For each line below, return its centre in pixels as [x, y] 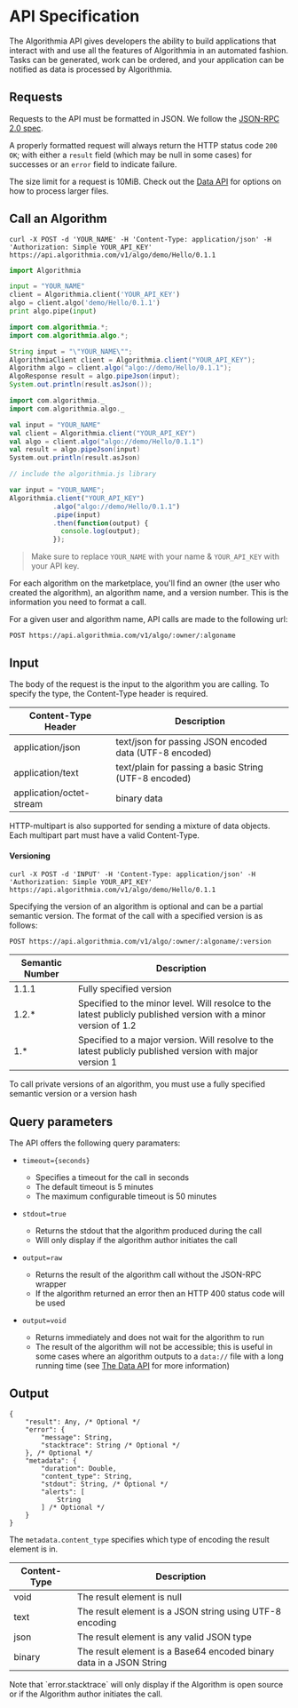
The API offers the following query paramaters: [95, 1143]
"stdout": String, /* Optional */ [105, 1484]
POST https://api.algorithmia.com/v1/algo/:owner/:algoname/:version [141, 942]
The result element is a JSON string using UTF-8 [179, 1611]
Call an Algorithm [59, 219]
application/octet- [52, 793]
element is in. [34, 1549]
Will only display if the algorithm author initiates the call [136, 1241]
